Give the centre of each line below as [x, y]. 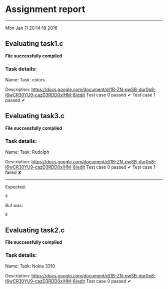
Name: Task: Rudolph [27, 152]
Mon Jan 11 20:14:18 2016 [31, 28]
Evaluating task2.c [35, 230]
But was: [14, 206]
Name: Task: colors [25, 80]
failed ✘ [13, 172]
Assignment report [45, 9]
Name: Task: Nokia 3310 [30, 266]
